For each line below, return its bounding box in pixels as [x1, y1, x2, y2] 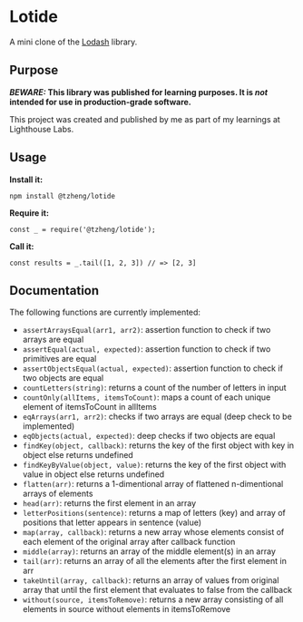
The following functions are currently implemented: [9, 306, 201, 318]
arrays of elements [22, 488, 93, 500]
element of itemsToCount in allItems [22, 402, 157, 413]
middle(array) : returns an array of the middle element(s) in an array [22, 546, 277, 557]
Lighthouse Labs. [9, 123, 74, 134]
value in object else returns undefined [22, 469, 165, 480]
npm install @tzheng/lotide [9, 191, 116, 200]
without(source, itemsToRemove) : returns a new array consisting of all [22, 594, 284, 605]
